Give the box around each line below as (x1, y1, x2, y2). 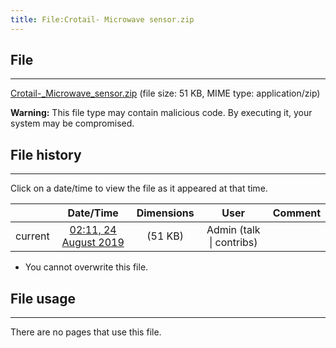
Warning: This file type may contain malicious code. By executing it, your (10, 107, 313, 119)
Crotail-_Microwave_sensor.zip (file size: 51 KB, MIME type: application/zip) (10, 87, 321, 100)
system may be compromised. (10, 117, 135, 130)
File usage (10, 290, 76, 307)
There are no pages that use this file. (10, 326, 162, 338)
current (15, 229, 50, 243)
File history (10, 146, 82, 163)
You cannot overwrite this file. (24, 261, 149, 273)
